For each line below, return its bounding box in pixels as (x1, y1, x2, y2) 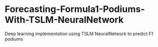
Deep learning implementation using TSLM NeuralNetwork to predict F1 (5, 30, 154, 36)
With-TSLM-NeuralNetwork (5, 14, 124, 25)
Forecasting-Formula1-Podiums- (5, 3, 145, 15)
